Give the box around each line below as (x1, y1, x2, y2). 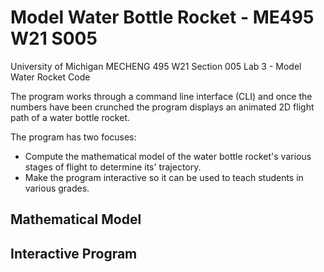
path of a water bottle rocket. (10, 111, 131, 123)
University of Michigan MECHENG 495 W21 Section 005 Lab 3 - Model (10, 60, 302, 72)
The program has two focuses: (10, 131, 137, 143)
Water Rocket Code (10, 71, 91, 83)
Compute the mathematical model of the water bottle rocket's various (24, 150, 312, 162)
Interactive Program (10, 245, 138, 262)
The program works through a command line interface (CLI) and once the (10, 90, 313, 102)
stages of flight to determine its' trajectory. (24, 161, 202, 173)
